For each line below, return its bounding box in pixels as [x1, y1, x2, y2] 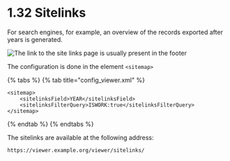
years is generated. [7, 35, 63, 43]
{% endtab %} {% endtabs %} [7, 120, 94, 128]
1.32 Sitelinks [7, 5, 86, 21]
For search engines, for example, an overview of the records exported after [7, 28, 223, 36]
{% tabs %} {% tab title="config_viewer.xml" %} [7, 75, 145, 84]
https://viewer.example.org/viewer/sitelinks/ [7, 146, 145, 154]
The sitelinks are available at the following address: [7, 133, 154, 141]
